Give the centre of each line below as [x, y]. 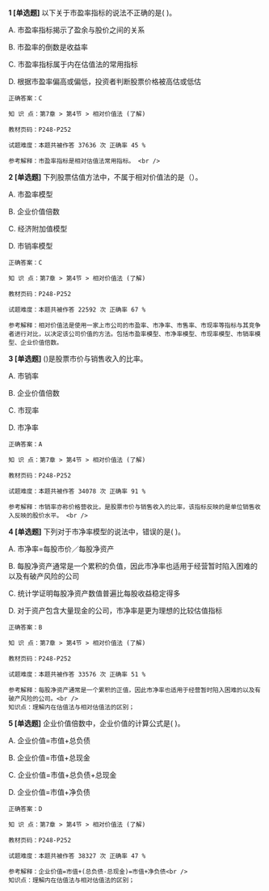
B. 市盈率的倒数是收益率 [48, 47]
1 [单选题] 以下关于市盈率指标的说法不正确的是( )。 [92, 13]
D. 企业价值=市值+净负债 [49, 792]
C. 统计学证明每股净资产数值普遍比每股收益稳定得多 [95, 593]
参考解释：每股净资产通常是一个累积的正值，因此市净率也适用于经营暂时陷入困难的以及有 [134, 690]
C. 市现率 [24, 410]
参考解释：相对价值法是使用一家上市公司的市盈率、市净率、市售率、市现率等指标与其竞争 [134, 325]
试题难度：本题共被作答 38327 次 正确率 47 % [77, 856]
